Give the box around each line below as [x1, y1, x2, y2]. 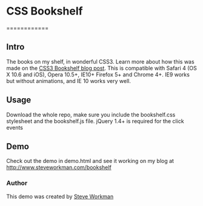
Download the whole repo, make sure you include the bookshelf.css [6, 111, 176, 118]
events [6, 124, 23, 131]
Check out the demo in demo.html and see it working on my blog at [6, 158, 175, 165]
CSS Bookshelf [6, 4, 83, 18]
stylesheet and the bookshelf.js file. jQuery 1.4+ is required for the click [6, 117, 184, 125]
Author [6, 179, 28, 187]
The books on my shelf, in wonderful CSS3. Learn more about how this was [6, 58, 195, 65]
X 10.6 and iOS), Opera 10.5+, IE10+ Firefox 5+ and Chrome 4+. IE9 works [6, 71, 190, 78]
